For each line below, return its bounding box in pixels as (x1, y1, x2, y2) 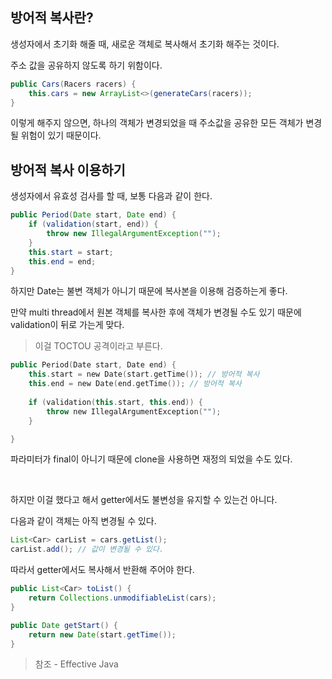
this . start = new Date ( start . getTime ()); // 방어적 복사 (28, 369, 260, 380)
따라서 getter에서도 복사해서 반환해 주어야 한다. (10, 564, 195, 576)
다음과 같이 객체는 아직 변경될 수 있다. (10, 515, 157, 527)
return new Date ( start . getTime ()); (28, 629, 177, 640)
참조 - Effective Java (34, 658, 119, 670)
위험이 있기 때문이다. (20, 129, 102, 142)
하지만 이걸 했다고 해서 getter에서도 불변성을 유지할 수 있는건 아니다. (10, 494, 278, 506)
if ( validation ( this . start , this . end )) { (28, 397, 203, 407)
